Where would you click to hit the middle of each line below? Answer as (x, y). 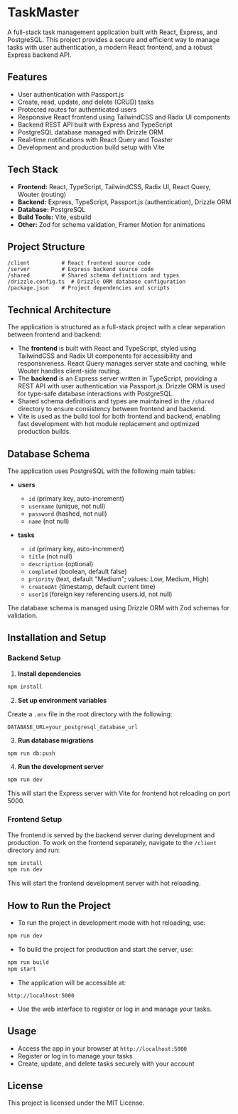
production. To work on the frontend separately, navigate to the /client (112, 842)
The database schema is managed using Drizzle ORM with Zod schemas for (118, 608)
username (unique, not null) (67, 506)
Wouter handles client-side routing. (69, 371)
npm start (22, 969)
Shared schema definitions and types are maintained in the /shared (116, 401)
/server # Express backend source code (81, 270)
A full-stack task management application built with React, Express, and (113, 32)
